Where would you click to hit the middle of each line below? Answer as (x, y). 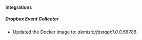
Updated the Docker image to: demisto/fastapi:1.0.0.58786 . (75, 32)
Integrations (19, 7)
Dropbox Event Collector (32, 19)
